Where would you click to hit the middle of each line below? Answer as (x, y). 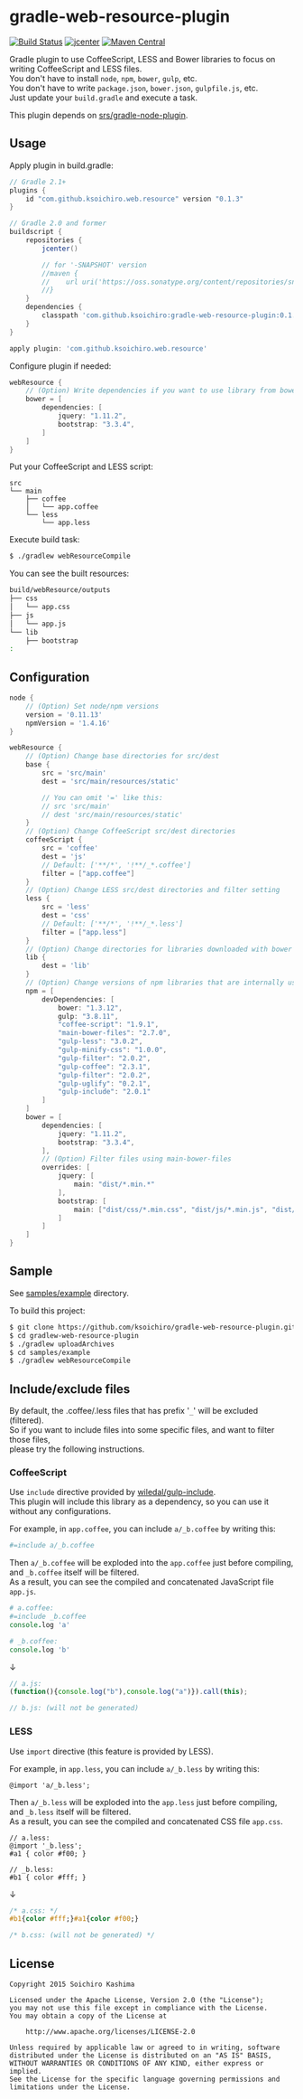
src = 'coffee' (70, 848)
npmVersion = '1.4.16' (68, 723)
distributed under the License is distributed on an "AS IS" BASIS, (141, 2055)
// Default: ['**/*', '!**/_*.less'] (112, 924)
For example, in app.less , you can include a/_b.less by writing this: (134, 1768)
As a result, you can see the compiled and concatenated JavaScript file (142, 1582)
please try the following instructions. (77, 1449)
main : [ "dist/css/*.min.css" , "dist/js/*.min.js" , (171, 1210)
